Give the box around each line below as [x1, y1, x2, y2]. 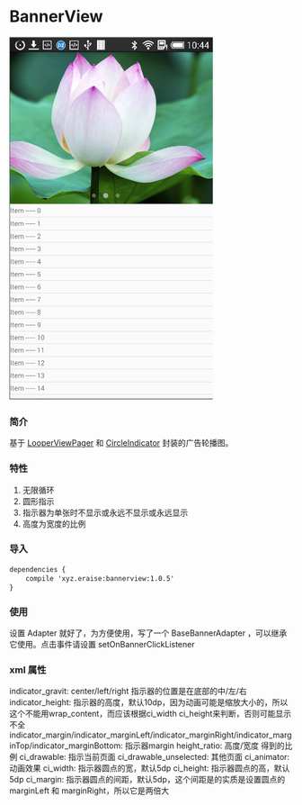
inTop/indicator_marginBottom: [9, 740, 123, 751]
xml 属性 [9, 664, 47, 676]
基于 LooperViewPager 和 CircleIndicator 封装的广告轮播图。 [9, 438, 234, 448]
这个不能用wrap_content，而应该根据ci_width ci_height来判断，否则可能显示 [9, 709, 292, 719]
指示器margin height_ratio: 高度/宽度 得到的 [124, 740, 285, 751]
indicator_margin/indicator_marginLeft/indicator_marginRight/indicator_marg [9, 729, 292, 740]
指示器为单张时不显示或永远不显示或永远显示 [22, 507, 189, 518]
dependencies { [9, 565, 67, 574]
